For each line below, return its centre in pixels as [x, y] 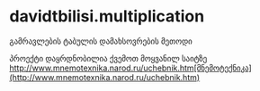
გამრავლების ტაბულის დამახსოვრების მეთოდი [101, 41]
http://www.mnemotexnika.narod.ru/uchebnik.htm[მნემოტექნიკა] [130, 68]
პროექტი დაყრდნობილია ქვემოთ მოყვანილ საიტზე [108, 58]
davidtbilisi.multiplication [107, 17]
